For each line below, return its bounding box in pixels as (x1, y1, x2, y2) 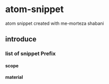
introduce (5, 35, 37, 44)
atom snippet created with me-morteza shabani (5, 20, 104, 26)
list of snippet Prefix (5, 50, 56, 57)
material (5, 74, 23, 80)
